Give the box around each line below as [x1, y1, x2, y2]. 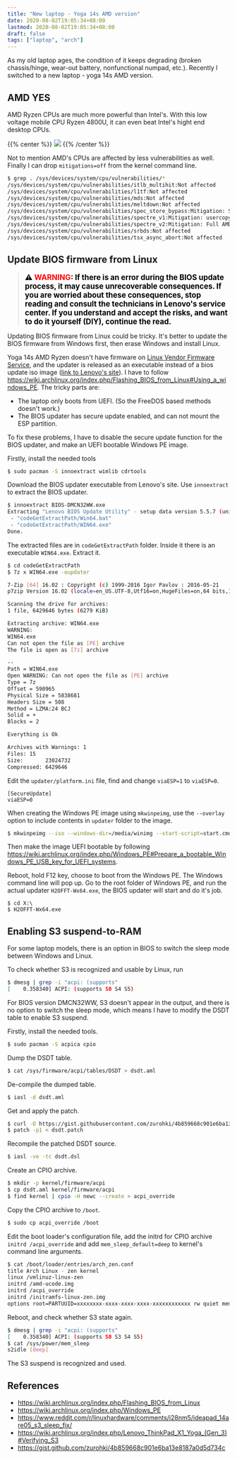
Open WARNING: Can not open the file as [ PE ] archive [7, 673, 169, 680]
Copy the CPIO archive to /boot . [7, 1205, 101, 1214]
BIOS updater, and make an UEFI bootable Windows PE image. [7, 440, 189, 449]
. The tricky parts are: [37, 383, 100, 391]
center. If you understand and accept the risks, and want [24, 308, 228, 318]
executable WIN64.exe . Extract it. [7, 548, 101, 557]
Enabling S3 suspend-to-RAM [7, 925, 142, 937]
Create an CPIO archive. [7, 1166, 78, 1175]
